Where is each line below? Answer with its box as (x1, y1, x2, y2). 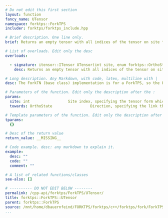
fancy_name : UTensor (5, 16, 48, 21)
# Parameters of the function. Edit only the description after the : (5, 89, 155, 95)
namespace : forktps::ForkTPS (5, 21, 66, 26)
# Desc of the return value (5, 131, 64, 136)
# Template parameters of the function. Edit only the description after (5, 112, 162, 117)
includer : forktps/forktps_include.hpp (5, 26, 88, 31)
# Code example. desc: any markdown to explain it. (5, 144, 115, 150)
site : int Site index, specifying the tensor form (9, 99, 153, 104)
